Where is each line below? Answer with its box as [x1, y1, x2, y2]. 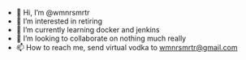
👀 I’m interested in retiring [15, 16, 103, 26]
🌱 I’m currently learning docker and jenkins [15, 25, 160, 34]
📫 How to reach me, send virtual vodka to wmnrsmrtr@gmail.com [15, 43, 238, 52]
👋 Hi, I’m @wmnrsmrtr [15, 8, 90, 17]
